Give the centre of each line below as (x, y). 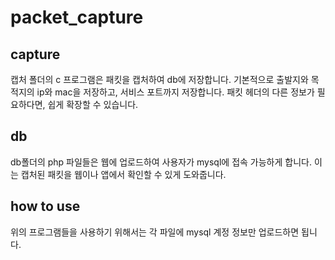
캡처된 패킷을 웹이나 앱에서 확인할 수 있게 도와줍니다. (123, 174)
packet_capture (77, 17)
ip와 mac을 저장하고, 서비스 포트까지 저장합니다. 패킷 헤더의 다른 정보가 (175, 92)
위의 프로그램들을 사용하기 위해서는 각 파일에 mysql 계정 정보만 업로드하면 (155, 232)
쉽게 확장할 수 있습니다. (93, 104)
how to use (45, 206)
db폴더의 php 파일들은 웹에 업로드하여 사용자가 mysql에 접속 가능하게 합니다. (161, 162)
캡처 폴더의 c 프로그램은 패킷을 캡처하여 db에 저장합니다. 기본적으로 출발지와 (159, 79)
